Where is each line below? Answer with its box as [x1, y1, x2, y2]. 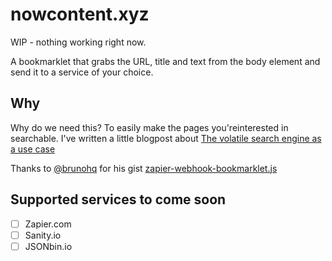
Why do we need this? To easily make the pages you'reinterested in [10, 121, 289, 133]
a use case [10, 143, 56, 155]
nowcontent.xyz [10, 3, 150, 26]
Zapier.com [24, 218, 72, 230]
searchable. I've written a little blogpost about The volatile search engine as [10, 132, 322, 144]
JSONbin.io [24, 240, 73, 252]
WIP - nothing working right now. [10, 36, 147, 48]
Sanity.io [24, 229, 62, 241]
